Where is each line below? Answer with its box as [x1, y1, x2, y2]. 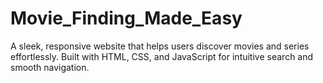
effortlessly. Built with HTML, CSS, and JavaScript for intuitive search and [10, 50, 314, 62]
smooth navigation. [10, 61, 90, 73]
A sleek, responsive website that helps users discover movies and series [10, 40, 310, 52]
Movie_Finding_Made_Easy [10, 7, 243, 30]
